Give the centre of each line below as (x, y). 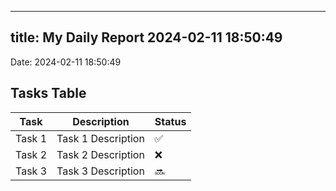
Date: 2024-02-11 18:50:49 (66, 62)
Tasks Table (48, 93)
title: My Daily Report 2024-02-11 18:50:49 (146, 37)
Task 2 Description (100, 154)
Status (170, 121)
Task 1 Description (100, 138)
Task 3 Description (100, 171)
